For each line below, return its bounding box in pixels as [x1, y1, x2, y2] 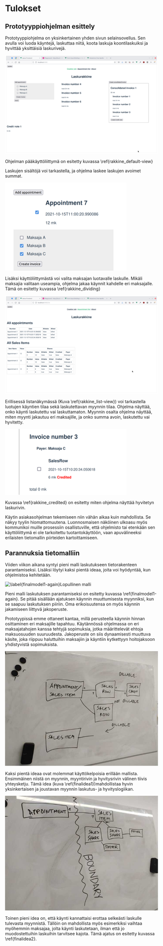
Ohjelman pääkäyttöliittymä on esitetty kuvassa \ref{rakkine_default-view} [5, 158, 153, 164]
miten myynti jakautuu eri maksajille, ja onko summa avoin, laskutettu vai [5, 414, 150, 420]
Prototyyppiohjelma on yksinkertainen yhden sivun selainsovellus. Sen [5, 35, 146, 41]
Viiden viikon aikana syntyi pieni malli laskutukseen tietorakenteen [5, 562, 137, 568]
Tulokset [5, 3, 41, 14]
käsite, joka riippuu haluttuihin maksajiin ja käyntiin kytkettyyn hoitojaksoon [5, 636, 155, 642]
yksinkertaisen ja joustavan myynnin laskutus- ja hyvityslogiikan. [5, 786, 134, 792]
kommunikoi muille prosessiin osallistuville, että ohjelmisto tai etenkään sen [5, 524, 155, 530]
